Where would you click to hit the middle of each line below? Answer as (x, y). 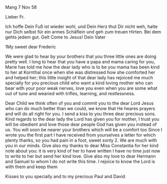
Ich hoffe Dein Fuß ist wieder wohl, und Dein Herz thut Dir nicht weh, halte (81, 26)
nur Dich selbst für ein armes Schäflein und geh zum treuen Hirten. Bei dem (83, 32)
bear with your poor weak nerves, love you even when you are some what (81, 88)
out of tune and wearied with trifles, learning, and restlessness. (70, 93)
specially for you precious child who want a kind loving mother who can (79, 83)
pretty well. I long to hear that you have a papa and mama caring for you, (80, 62)
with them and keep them (31, 167)
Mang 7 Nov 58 (21, 7)
